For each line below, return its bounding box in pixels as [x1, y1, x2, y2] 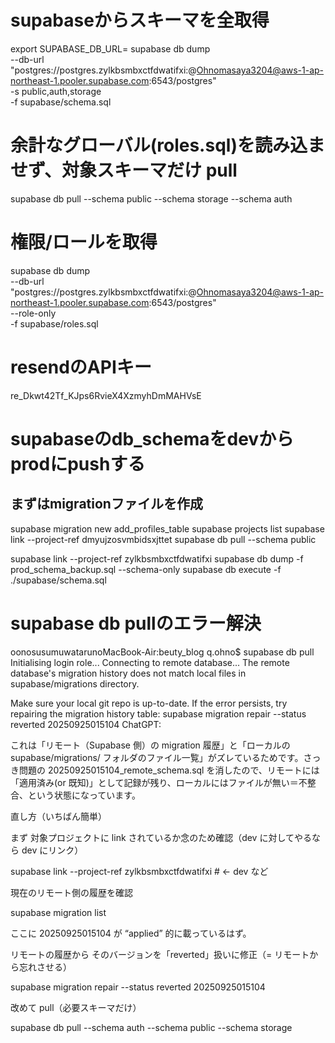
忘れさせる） [18, 961, 72, 973]
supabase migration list [10, 906, 107, 918]
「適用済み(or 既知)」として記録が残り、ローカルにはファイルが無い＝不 [10, 776, 308, 788]
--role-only [10, 307, 57, 319]
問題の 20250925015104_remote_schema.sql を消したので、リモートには [18, 764, 320, 776]
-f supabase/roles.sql [10, 317, 99, 330]
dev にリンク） [21, 844, 84, 856]
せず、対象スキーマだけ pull [10, 159, 238, 182]
